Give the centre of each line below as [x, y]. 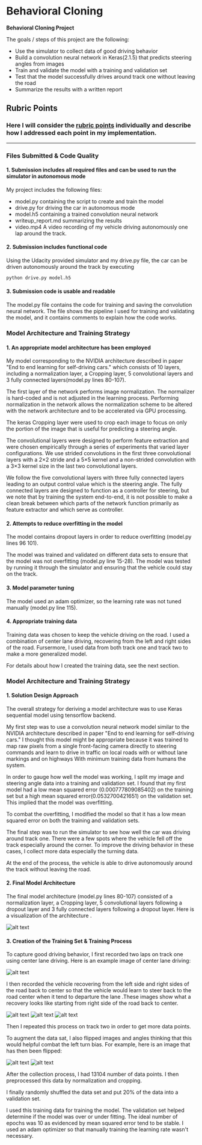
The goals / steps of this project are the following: [68, 39]
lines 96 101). [23, 543]
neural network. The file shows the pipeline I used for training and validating [100, 312]
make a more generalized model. [47, 654]
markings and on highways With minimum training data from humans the [96, 758]
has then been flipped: [34, 1051]
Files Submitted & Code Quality [53, 156]
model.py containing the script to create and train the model [89, 201]
